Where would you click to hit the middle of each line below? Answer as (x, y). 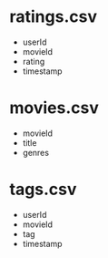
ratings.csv (54, 17)
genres (36, 152)
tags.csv (43, 190)
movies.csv (54, 108)
